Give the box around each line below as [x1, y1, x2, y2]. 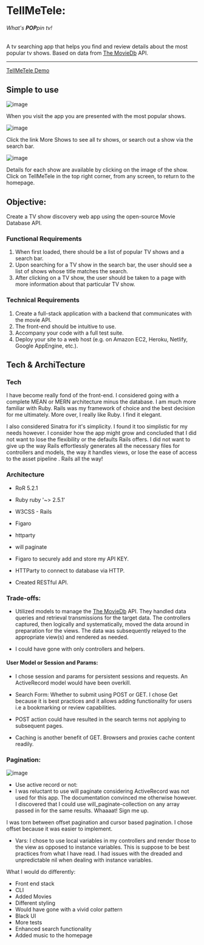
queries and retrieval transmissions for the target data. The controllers [15, 614, 191, 621]
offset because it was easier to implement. [6, 825, 113, 832]
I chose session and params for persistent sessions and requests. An [15, 673, 188, 680]
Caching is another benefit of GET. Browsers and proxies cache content [15, 734, 195, 741]
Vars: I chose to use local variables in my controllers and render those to [15, 837, 196, 845]
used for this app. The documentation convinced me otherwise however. [15, 794, 197, 801]
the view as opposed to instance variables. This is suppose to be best [15, 843, 190, 851]
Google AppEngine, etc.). [15, 342, 78, 349]
